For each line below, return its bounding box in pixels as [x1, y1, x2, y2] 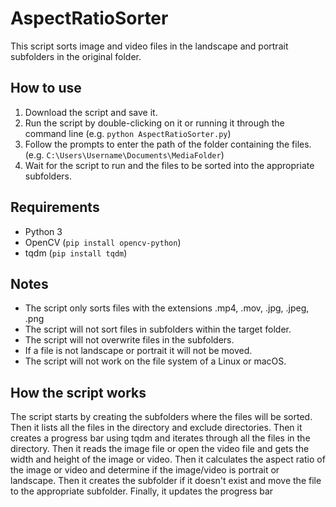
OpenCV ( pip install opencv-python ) [24, 236, 182, 248]
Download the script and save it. [24, 106, 158, 118]
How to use [10, 80, 82, 97]
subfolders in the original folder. [10, 50, 142, 62]
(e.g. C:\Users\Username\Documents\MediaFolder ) [24, 148, 225, 161]
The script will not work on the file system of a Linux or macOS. [24, 355, 287, 367]
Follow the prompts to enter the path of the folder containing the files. [24, 138, 312, 150]
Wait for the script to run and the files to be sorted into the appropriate [24, 159, 315, 171]
